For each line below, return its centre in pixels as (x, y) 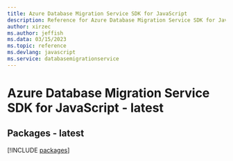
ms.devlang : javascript (42, 53)
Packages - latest (46, 134)
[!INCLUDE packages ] (38, 150)
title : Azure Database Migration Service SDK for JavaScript (97, 14)
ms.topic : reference (37, 46)
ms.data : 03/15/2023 (37, 40)
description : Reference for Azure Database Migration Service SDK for (111, 20)
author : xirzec (29, 26)
